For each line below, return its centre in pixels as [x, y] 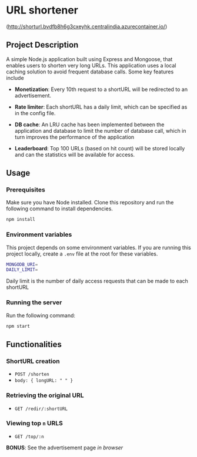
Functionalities [34, 344]
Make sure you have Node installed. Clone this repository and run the [90, 203]
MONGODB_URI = [22, 264]
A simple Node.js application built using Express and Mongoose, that [89, 59]
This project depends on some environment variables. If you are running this [98, 247]
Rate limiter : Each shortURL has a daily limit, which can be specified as [101, 107]
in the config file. [35, 113]
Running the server [34, 303]
